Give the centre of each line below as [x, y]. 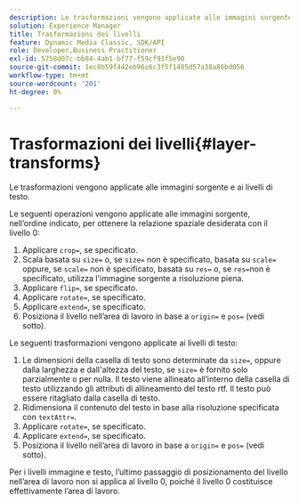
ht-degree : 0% [36, 92]
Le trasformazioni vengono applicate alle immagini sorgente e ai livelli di [141, 187]
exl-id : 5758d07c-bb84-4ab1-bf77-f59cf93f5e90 [97, 59]
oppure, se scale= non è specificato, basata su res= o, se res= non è [146, 269]
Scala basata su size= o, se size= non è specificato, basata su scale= [149, 260]
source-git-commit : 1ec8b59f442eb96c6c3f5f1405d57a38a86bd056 [127, 68]
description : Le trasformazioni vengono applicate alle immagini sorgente [151, 17]
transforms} [55, 162]
